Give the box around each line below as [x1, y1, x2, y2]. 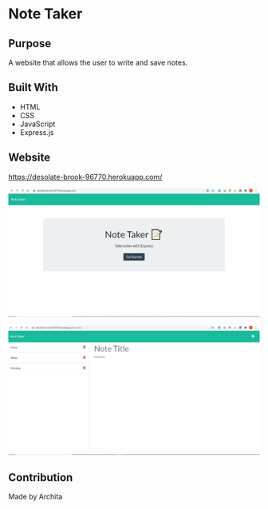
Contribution [8, 471, 73, 484]
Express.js [19, 127, 54, 137]
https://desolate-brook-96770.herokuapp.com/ [8, 172, 163, 181]
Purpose [8, 37, 52, 50]
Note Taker [8, 5, 83, 23]
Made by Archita [8, 491, 63, 501]
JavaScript [19, 119, 56, 129]
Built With [8, 81, 58, 94]
